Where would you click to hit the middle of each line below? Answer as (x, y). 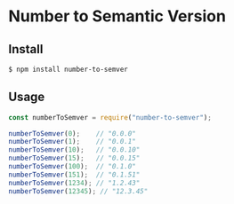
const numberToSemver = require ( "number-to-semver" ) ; (110, 117)
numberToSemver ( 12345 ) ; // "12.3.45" (78, 191)
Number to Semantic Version (117, 16)
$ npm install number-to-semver (68, 69)
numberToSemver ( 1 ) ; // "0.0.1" (73, 142)
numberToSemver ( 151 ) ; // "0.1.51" (74, 175)
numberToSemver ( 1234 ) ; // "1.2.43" (74, 183)
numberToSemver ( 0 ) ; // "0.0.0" (73, 133)
